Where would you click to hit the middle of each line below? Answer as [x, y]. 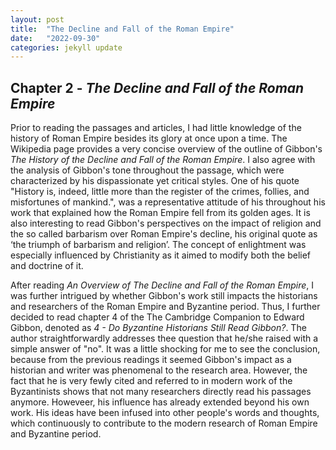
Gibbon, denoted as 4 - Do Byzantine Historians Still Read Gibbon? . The [158, 328]
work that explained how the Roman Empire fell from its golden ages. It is [160, 213]
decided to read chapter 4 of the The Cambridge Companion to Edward [157, 317]
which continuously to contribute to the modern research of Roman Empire [164, 423]
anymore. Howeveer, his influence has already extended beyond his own [160, 402]
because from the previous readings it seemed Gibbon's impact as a [151, 360]
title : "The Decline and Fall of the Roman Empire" [122, 29]
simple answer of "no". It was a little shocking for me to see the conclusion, [165, 349]
